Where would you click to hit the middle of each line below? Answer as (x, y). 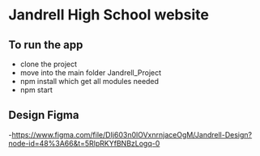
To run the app (46, 45)
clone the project (49, 64)
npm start (36, 90)
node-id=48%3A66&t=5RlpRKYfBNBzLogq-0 (84, 143)
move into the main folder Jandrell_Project (91, 73)
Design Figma (44, 115)
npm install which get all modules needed (90, 81)
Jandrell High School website (109, 15)
